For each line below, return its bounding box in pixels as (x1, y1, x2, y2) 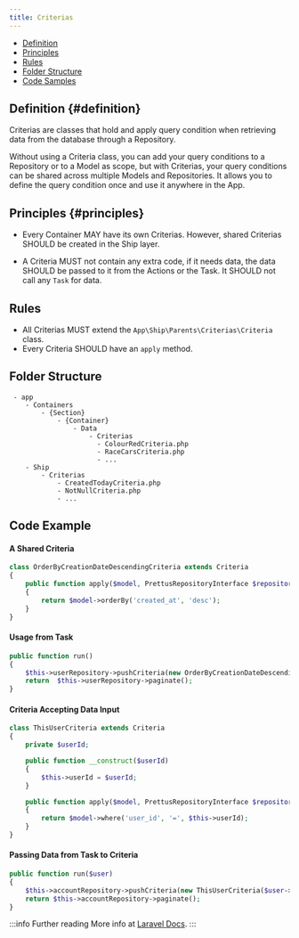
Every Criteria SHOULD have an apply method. (21, 344, 193, 355)
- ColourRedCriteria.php (96, 439, 190, 448)
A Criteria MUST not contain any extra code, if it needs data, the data (21, 256, 276, 267)
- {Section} (41, 408, 86, 417)
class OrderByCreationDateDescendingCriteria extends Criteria (9, 563, 249, 572)
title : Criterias (9, 12, 74, 22)
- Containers (25, 400, 74, 410)
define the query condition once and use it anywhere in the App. (9, 180, 246, 191)
